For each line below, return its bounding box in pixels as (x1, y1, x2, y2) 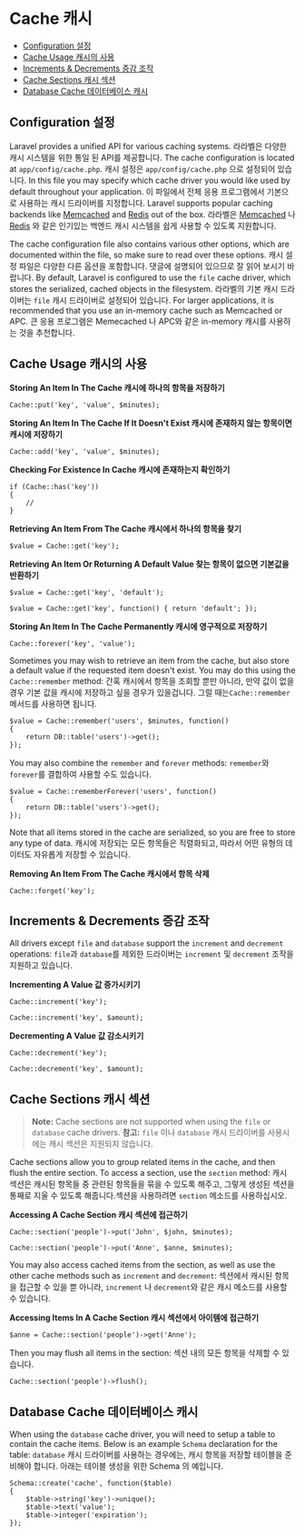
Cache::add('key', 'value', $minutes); (9, 447, 161, 456)
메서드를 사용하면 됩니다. (9, 698, 97, 709)
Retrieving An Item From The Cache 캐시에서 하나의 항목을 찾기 (9, 523, 242, 534)
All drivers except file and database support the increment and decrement (9, 938, 284, 949)
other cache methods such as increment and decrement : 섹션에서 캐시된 (9, 1270, 273, 1281)
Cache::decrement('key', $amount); (9, 1065, 144, 1074)
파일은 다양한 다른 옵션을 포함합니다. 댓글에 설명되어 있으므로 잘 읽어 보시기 (18, 260, 286, 271)
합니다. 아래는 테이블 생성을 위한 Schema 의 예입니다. (33, 1461, 224, 1471)
